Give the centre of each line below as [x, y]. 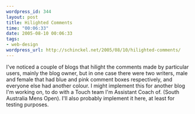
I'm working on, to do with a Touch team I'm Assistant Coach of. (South [93, 92]
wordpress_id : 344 [29, 12]
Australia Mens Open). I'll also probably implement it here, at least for [90, 98]
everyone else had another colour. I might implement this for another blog [96, 86]
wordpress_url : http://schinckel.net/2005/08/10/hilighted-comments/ [94, 50]
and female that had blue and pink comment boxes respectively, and [89, 79]
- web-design [22, 45]
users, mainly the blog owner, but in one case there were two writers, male [97, 73]
